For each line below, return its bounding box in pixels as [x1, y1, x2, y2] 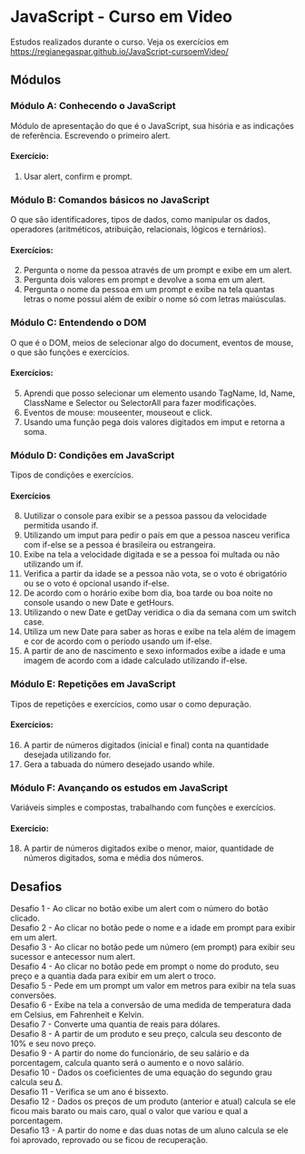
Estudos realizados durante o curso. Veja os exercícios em [10, 36, 230, 47]
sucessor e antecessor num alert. [10, 952, 135, 962]
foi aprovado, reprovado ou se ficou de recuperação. [10, 1135, 208, 1146]
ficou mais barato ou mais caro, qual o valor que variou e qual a [10, 1106, 249, 1117]
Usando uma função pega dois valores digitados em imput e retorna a [23, 416, 285, 428]
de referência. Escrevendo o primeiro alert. [10, 130, 171, 141]
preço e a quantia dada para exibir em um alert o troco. [10, 971, 217, 981]
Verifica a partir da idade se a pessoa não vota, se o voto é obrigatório [23, 568, 288, 579]
